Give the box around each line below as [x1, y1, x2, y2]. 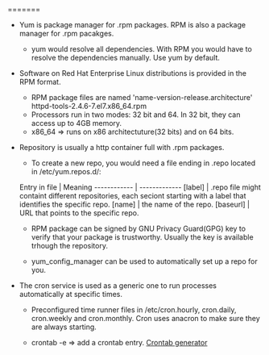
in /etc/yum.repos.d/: [31, 167, 101, 176]
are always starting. [31, 322, 97, 332]
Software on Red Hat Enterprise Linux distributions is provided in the [19, 69, 247, 77]
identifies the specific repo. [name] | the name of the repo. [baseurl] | [19, 199, 250, 209]
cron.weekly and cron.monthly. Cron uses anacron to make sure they [31, 314, 261, 323]
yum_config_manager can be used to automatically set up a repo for [31, 257, 259, 266]
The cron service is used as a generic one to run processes [19, 281, 217, 290]
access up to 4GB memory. [31, 119, 122, 127]
